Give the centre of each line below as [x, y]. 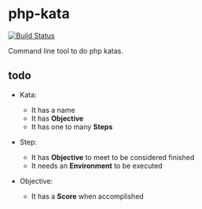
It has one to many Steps [72, 126]
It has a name [53, 110]
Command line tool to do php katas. [66, 50]
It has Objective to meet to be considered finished [113, 157]
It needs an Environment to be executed [97, 166]
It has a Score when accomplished [87, 196]
